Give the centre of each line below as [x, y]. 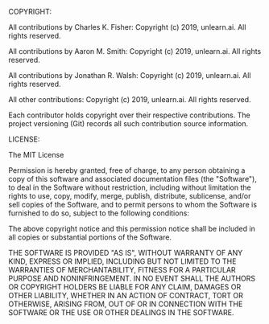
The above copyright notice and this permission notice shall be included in [132, 229]
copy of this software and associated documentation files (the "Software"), [133, 179]
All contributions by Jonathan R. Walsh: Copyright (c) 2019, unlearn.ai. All [130, 75]
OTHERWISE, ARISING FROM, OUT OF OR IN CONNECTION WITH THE [126, 304]
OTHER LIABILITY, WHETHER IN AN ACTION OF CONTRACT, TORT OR [126, 295]
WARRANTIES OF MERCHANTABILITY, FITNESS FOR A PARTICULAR [122, 270]
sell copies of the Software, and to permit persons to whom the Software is [133, 205]
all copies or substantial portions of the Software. [90, 237]
